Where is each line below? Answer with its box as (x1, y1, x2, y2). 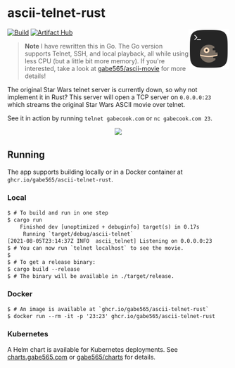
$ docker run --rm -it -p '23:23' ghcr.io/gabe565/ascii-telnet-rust (7, 313, 216, 320)
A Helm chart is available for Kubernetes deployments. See (7, 345, 178, 353)
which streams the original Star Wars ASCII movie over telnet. (7, 100, 186, 108)
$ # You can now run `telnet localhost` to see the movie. (7, 245, 184, 252)
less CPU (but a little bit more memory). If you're (24, 56, 165, 65)
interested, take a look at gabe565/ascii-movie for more (24, 64, 186, 72)
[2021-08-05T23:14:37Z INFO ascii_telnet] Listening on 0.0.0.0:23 (7, 238, 212, 245)
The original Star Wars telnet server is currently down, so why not (7, 85, 198, 94)
